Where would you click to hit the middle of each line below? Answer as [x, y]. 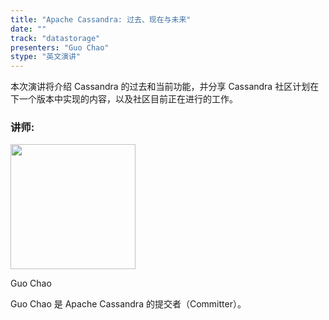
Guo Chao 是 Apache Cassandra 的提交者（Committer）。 [128, 304]
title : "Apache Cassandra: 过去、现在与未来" [101, 19]
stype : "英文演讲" [46, 57]
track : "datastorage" [55, 38]
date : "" [28, 29]
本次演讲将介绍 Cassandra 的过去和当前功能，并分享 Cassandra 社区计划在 [165, 87]
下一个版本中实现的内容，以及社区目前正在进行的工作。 [124, 99]
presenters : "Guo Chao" [60, 47]
